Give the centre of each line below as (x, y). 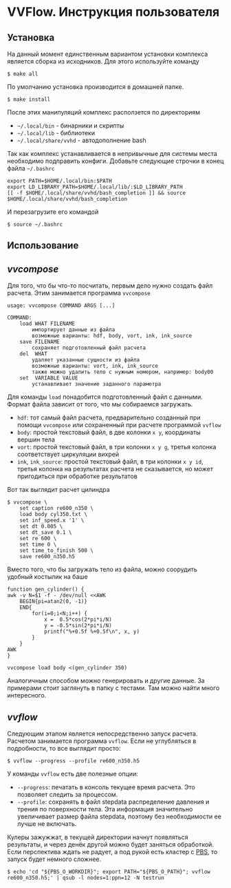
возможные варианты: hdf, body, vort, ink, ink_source (112, 336)
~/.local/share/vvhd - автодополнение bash (81, 140)
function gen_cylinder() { (46, 590)
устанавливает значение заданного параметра (97, 384)
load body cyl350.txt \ (54, 515)
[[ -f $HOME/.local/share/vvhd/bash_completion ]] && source (97, 193)
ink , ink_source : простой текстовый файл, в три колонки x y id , (110, 462)
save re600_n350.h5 (47, 557)
